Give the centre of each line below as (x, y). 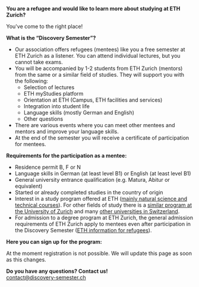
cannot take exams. (39, 62)
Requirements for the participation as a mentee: (67, 156)
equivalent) (29, 186)
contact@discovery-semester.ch (46, 277)
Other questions (43, 119)
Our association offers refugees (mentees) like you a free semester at (100, 49)
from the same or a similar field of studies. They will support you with (99, 75)
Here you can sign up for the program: (54, 242)
